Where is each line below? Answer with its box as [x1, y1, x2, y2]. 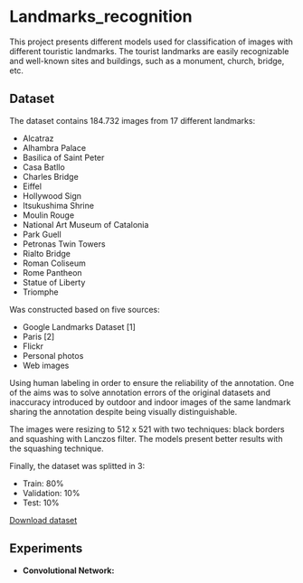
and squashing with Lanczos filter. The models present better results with [9, 433, 283, 444]
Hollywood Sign [22, 190, 82, 201]
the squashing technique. [9, 443, 104, 454]
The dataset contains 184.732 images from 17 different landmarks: [9, 115, 256, 126]
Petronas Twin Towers [22, 238, 106, 249]
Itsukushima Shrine [22, 200, 95, 211]
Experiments [9, 541, 83, 557]
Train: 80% [22, 477, 65, 489]
